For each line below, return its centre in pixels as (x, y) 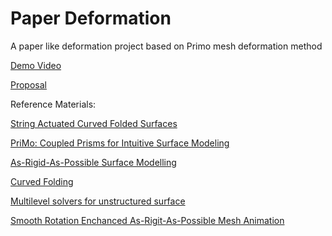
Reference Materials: (53, 104)
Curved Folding (42, 181)
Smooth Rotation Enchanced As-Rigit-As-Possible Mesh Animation (147, 220)
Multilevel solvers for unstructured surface (98, 201)
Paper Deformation (91, 18)
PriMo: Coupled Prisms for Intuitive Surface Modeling (120, 143)
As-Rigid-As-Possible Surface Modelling (93, 162)
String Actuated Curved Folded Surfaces (94, 123)
